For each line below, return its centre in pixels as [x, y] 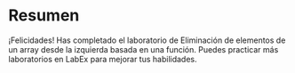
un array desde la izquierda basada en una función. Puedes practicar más [144, 49]
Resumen [44, 16]
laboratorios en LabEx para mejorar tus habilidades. [103, 59]
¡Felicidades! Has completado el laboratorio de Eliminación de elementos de [147, 40]
